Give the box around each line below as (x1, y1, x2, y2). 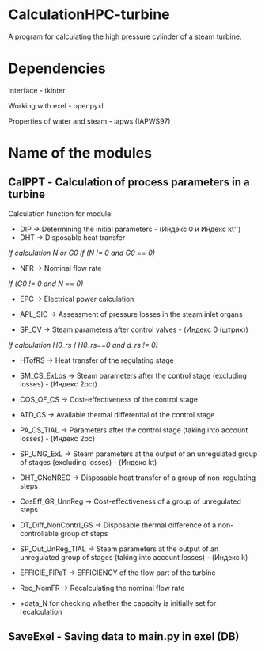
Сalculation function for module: (8, 208, 113, 219)
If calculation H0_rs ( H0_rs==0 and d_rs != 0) (8, 340, 158, 349)
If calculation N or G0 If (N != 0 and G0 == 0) (8, 248, 156, 257)
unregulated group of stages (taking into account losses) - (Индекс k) (19, 552, 248, 562)
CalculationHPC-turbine (8, 6, 170, 24)
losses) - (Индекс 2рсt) (19, 379, 97, 389)
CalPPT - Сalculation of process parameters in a (8, 176, 251, 189)
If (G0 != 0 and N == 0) (8, 279, 84, 288)
